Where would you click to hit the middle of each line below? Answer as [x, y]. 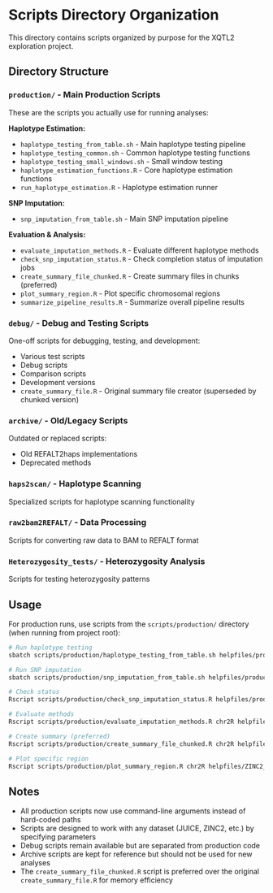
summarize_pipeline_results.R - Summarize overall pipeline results [132, 301]
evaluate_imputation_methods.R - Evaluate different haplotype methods [139, 250]
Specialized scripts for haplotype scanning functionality [102, 501]
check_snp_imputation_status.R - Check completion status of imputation [141, 258]
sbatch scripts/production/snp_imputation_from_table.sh [107, 677]
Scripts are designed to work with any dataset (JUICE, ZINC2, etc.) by [137, 828]
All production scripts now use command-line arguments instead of [133, 811]
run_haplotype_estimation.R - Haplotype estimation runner [119, 187]
